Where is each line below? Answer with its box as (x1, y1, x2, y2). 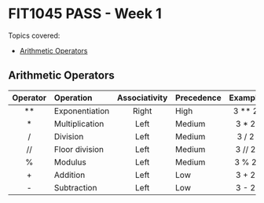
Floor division (53, 143, 104, 154)
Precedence (175, 92, 222, 103)
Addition (53, 169, 86, 180)
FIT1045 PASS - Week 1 (8, 5, 163, 23)
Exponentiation (53, 105, 110, 116)
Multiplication (53, 118, 104, 129)
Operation (53, 92, 93, 103)
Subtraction (53, 182, 97, 193)
